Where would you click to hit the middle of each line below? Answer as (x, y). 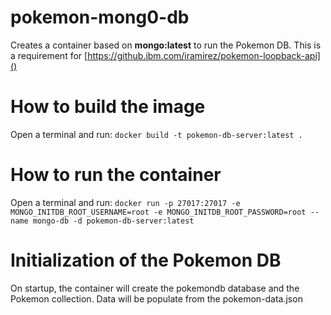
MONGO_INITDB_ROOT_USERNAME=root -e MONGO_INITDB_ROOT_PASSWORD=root (158, 212)
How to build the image (108, 107)
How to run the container (116, 175)
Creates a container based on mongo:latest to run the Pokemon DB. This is (166, 45)
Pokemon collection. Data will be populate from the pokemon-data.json (156, 298)
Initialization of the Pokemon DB (146, 260)
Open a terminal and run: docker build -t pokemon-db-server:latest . (156, 134)
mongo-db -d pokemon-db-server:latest (113, 221)
